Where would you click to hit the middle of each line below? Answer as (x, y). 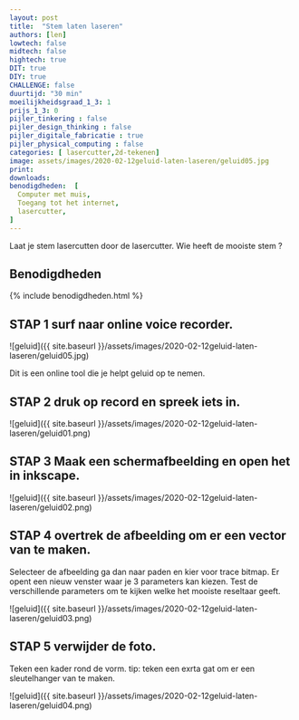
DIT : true (28, 69)
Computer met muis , (54, 195)
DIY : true (28, 77)
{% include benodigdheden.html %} (76, 296)
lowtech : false (38, 43)
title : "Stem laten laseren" (67, 26)
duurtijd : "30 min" (46, 93)
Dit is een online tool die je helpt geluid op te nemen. (107, 373)
